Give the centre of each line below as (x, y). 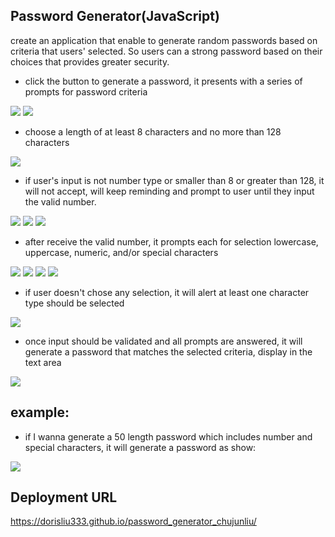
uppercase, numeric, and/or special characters (121, 252)
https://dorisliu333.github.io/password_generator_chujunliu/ (133, 521)
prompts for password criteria (86, 91)
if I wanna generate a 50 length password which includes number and (168, 436)
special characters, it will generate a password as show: (140, 447)
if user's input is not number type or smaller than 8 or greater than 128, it (174, 180)
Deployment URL (64, 497)
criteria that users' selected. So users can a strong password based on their (166, 51)
